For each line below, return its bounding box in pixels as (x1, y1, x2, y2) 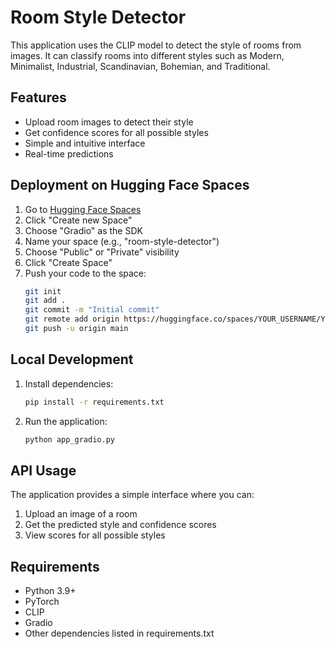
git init (24, 286, 62, 296)
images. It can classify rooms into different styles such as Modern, (10, 49, 285, 61)
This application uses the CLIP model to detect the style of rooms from (10, 39, 302, 51)
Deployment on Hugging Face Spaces (10, 177, 250, 194)
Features (10, 89, 67, 106)
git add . (24, 296, 67, 306)
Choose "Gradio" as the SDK (24, 224, 143, 236)
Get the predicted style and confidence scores (24, 519, 217, 531)
